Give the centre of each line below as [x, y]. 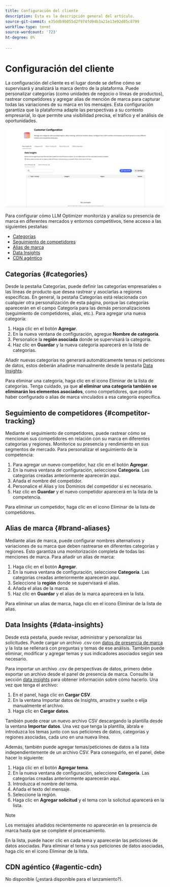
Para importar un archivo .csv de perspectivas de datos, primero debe [79, 668]
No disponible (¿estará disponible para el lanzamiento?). [64, 879]
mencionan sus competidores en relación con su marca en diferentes [78, 438]
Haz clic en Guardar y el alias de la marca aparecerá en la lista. [79, 594]
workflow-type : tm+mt [28, 27]
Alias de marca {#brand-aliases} [58, 528]
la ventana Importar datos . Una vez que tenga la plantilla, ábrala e [74, 726]
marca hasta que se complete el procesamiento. [56, 830]
